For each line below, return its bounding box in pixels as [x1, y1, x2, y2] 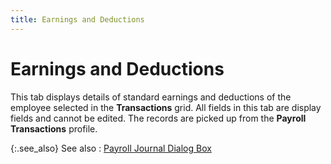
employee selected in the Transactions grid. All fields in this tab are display [10, 101, 322, 113]
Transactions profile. [10, 122, 98, 135]
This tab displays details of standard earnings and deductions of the [10, 91, 292, 103]
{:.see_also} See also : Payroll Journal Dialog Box [10, 142, 212, 154]
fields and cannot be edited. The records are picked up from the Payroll [10, 112, 307, 124]
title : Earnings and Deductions [10, 14, 145, 25]
